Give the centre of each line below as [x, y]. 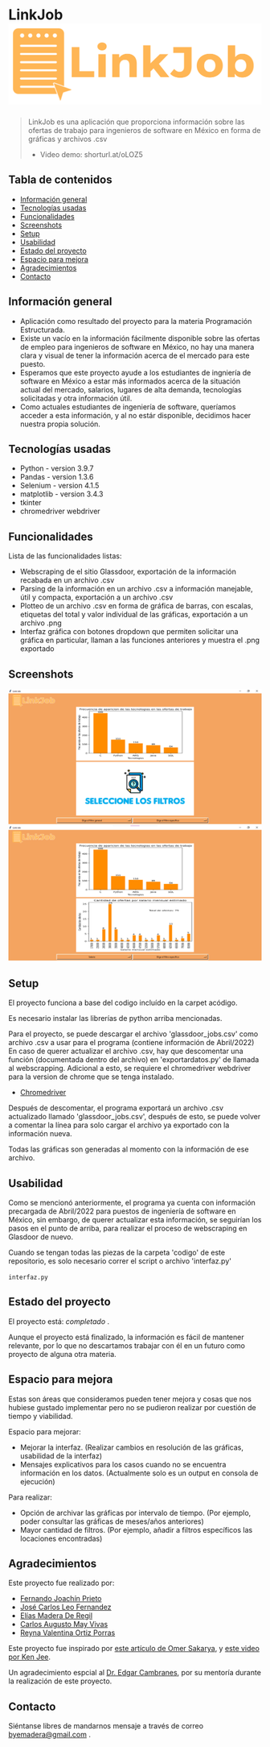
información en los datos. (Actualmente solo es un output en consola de [139, 1473]
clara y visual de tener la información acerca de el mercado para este [135, 355]
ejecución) [37, 1481]
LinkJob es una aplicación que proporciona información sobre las [136, 122]
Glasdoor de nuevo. [41, 1237]
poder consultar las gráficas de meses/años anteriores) [112, 1521]
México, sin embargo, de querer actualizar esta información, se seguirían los [135, 1220]
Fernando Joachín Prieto [61, 1599]
